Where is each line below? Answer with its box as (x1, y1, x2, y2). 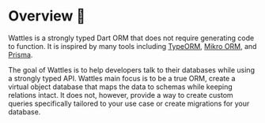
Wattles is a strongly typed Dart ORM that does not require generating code (8, 33, 255, 43)
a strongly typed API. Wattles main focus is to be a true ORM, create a (8, 73, 236, 83)
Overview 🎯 (8, 7, 85, 25)
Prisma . (8, 50, 33, 59)
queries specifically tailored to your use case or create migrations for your (8, 99, 250, 108)
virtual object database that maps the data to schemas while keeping (8, 82, 233, 91)
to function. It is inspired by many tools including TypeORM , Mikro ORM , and (8, 41, 257, 50)
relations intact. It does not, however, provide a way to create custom (8, 90, 233, 99)
